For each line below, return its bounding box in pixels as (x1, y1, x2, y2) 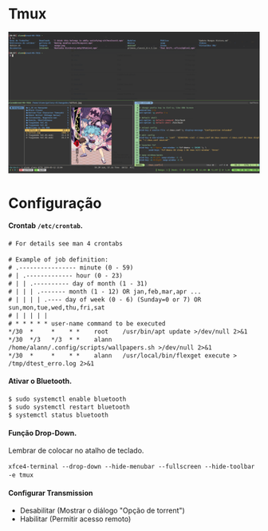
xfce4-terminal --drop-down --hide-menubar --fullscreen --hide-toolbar (8, 463, 255, 471)
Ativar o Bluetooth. (8, 377, 73, 386)
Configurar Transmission (8, 488, 93, 497)
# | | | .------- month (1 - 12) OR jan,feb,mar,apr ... (8, 287, 202, 296)
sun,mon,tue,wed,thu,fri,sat (8, 303, 105, 312)
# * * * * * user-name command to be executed (8, 319, 166, 328)
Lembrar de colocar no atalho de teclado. (8, 445, 144, 456)
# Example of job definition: (8, 255, 109, 264)
